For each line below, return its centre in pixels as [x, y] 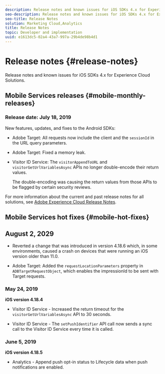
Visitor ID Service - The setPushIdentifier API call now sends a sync [82, 324]
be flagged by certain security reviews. [52, 187]
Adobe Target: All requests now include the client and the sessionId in [83, 138]
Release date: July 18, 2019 [38, 117]
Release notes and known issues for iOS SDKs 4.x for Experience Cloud [78, 75]
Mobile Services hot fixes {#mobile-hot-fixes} [77, 217]
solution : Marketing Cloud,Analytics [44, 23]
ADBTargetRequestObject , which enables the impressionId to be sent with [85, 271]
